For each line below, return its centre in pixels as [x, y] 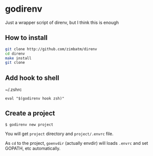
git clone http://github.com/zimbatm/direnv [51, 49]
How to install [26, 38]
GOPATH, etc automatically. [33, 148]
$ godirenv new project [29, 125]
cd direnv [15, 54]
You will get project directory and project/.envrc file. [59, 134]
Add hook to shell [32, 78]
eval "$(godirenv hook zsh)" [35, 98]
